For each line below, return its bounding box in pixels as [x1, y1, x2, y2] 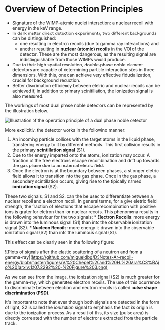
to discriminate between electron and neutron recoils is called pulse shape [5, 284, 157, 290]
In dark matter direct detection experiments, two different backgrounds [12, 30, 157, 36]
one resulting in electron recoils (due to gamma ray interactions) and [19, 40, 159, 46]
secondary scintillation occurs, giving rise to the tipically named [12, 178, 142, 184]
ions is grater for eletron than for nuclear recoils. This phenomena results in [5, 208, 159, 215]
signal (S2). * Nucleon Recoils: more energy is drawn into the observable [5, 224, 154, 230]
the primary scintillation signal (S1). [12, 147, 86, 153]
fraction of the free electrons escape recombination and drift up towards [12, 157, 160, 163]
